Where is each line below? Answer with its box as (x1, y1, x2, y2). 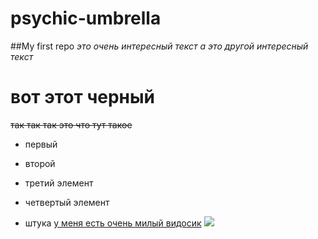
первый (24, 138, 58, 150)
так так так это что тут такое (10, 118, 133, 131)
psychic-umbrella (10, 7, 162, 30)
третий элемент (24, 177, 94, 189)
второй (24, 157, 56, 169)
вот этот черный (10, 86, 155, 109)
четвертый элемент (24, 196, 110, 208)
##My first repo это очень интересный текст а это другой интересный (10, 40, 309, 52)
